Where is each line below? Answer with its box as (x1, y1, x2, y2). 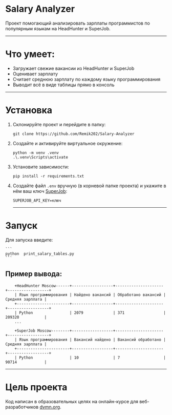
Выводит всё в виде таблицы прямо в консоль (12, 82, 115, 88)
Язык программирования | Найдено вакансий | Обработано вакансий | (18, 292, 166, 298)
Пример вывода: (5, 270, 62, 279)
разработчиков (5, 404, 39, 410)
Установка (5, 105, 53, 116)
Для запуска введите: (5, 236, 53, 243)
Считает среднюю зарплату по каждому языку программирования (12, 76, 161, 82)
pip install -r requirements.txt (12, 173, 84, 179)
